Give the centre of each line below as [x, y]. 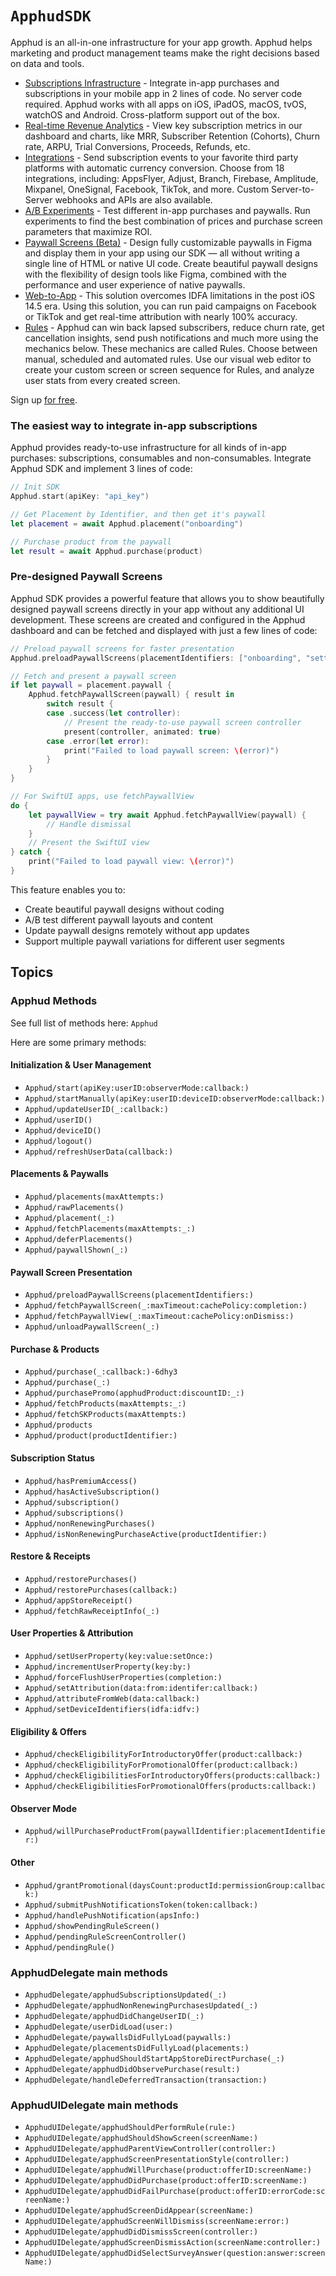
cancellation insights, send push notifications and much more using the [171, 338]
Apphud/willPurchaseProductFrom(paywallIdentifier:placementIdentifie [175, 1832]
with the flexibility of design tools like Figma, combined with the [155, 274]
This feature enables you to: [68, 889]
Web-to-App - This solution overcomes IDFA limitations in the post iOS [169, 295]
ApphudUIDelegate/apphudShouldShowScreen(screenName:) [141, 2138]
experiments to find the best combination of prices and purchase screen [173, 221]
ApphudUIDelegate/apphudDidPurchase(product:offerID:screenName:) [166, 2181]
